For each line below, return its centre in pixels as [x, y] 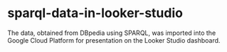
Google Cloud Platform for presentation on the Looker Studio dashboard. [114, 40]
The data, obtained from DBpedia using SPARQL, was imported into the [112, 33]
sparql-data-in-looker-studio [95, 13]
